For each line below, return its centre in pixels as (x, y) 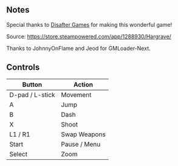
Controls (23, 67)
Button (32, 85)
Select (19, 154)
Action (83, 85)
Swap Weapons (83, 134)
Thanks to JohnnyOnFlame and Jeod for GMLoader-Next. (78, 48)
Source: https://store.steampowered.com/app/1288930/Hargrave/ (89, 36)
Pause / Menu (80, 144)
